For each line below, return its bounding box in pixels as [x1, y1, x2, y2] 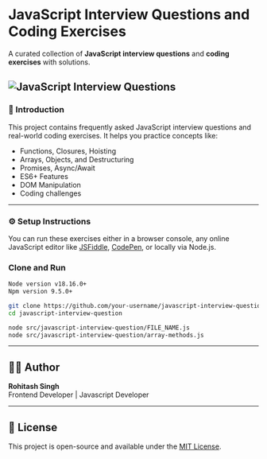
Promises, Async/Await [19, 163, 95, 173]
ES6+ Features [19, 171, 69, 181]
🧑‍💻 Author [8, 360, 60, 374]
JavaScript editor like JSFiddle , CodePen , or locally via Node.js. [8, 242, 217, 251]
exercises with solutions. [8, 57, 91, 67]
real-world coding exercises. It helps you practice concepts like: [8, 130, 219, 140]
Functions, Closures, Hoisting [19, 146, 117, 156]
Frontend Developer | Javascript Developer [8, 390, 149, 399]
